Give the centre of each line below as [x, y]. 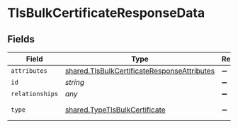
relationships [35, 94]
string [75, 82]
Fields [21, 39]
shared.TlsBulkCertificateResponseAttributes [140, 71]
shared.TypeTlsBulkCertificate [115, 110]
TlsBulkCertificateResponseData [106, 13]
